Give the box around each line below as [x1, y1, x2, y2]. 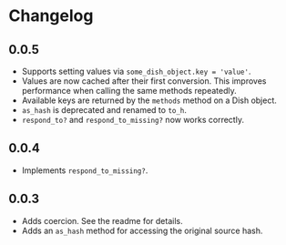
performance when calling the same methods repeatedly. [21, 86, 238, 96]
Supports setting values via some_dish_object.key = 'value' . [21, 66, 251, 77]
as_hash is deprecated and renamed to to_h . [21, 105, 188, 115]
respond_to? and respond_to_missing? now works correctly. [21, 115, 245, 125]
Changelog [8, 5, 94, 26]
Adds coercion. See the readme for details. [21, 215, 183, 226]
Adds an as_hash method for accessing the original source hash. [21, 225, 263, 236]
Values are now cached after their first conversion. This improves [21, 76, 267, 87]
